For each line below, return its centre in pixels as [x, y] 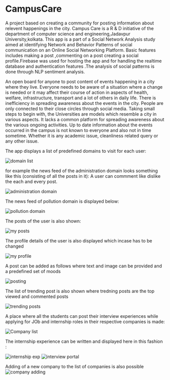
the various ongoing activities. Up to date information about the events [79, 125]
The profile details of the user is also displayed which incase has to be [79, 240]
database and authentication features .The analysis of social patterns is [80, 66]
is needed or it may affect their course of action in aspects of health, [77, 92]
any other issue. [22, 141]
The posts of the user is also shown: [43, 221]
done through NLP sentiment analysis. [45, 71]
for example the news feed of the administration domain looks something [82, 171]
